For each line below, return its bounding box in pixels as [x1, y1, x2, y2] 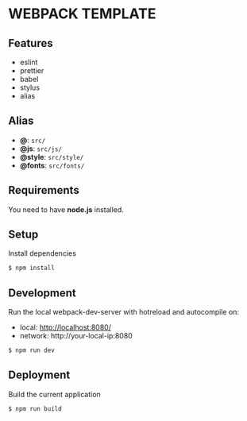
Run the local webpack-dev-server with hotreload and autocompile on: [8, 307, 240, 317]
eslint [19, 57, 38, 67]
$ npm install [8, 264, 56, 272]
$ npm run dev [8, 346, 56, 354]
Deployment [8, 369, 71, 382]
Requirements [8, 183, 79, 197]
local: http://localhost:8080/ [19, 323, 111, 332]
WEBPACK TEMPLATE [8, 5, 156, 23]
